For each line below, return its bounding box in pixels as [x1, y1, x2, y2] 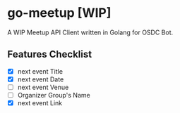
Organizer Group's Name [17, 91, 90, 99]
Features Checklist [7, 48, 92, 60]
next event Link [17, 99, 63, 107]
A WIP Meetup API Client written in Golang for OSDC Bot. [7, 28, 174, 36]
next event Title [17, 67, 64, 75]
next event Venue [17, 83, 69, 91]
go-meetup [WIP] [7, 5, 112, 21]
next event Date [17, 75, 64, 84]
